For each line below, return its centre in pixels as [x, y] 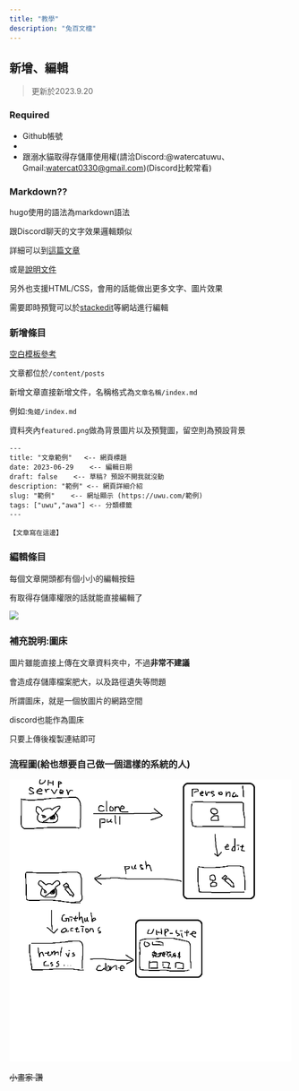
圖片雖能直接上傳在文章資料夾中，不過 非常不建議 [99, 662]
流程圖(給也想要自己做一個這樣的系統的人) [100, 764]
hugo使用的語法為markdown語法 [69, 212]
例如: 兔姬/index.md [43, 411]
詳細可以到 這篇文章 [45, 250]
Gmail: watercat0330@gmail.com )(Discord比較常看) [117, 168]
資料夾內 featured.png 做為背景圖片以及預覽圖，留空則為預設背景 [128, 430]
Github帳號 [43, 135]
